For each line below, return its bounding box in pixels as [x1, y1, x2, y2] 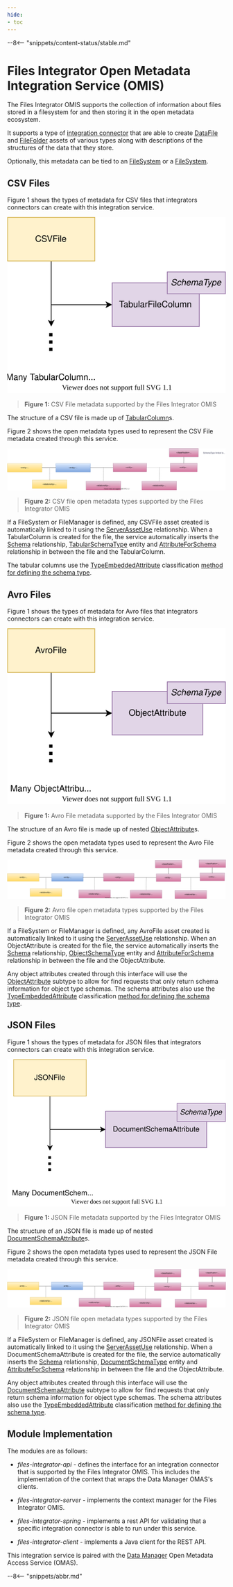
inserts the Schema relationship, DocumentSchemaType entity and [7, 1357, 198, 1366]
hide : [7, 11, 23, 18]
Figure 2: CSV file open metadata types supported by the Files [24, 497, 204, 506]
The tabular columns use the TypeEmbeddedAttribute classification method [7, 561, 223, 570]
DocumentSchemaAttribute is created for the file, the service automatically [7, 1350, 221, 1358]
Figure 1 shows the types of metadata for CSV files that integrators [7, 196, 198, 205]
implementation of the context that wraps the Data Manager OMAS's [17, 1475, 214, 1483]
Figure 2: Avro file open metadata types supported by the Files [24, 906, 205, 914]
